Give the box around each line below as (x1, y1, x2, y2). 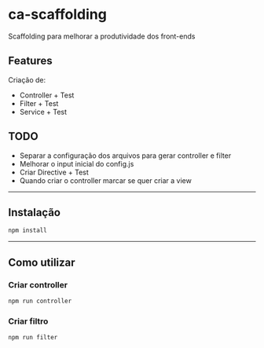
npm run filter (8, 334, 58, 342)
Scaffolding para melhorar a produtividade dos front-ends (8, 31, 196, 41)
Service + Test (19, 107, 68, 116)
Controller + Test (19, 90, 75, 100)
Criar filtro (8, 316, 49, 327)
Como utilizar (8, 255, 76, 269)
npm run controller (8, 297, 72, 305)
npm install (8, 226, 47, 235)
